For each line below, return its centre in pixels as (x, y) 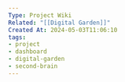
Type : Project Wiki (40, 15)
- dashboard (28, 52)
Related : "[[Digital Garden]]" (59, 23)
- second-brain (33, 66)
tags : (17, 37)
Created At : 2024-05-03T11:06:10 (63, 30)
